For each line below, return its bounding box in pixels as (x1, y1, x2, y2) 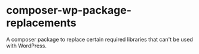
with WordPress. (6, 42, 47, 49)
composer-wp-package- (6, 4, 132, 17)
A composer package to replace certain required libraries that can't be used (6, 36, 193, 43)
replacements (6, 16, 76, 30)
